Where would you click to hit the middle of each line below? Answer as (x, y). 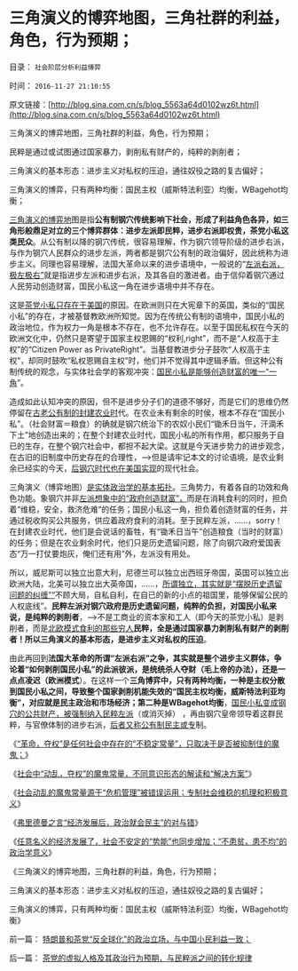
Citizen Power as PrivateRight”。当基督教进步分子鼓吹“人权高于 (147, 349)
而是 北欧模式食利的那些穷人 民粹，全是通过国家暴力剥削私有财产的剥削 (161, 628)
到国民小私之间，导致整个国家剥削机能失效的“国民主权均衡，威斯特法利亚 (143, 691)
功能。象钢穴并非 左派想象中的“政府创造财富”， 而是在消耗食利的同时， (145, 497)
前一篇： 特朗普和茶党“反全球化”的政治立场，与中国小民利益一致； (130, 939)
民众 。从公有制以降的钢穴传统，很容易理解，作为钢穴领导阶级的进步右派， (153, 242)
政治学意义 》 (32, 852)
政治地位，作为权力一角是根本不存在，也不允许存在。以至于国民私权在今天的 (149, 327)
